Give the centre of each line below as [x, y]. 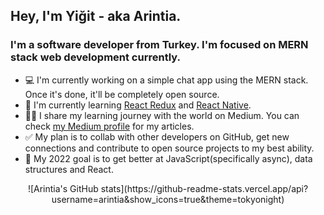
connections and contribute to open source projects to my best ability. [169, 148]
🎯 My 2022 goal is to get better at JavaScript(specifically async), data [168, 158]
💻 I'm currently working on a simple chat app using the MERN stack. [166, 80]
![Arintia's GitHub [63, 188]
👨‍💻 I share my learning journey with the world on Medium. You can [162, 115]
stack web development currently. [95, 57]
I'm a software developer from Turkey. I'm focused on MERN [159, 45]
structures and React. [69, 169]
